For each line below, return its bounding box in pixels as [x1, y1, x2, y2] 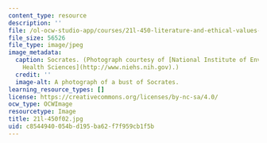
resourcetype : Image [8, 108, 77, 116]
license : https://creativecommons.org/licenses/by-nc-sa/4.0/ [8, 93, 219, 101]
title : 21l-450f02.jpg [8, 115, 83, 123]
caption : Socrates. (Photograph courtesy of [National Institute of [15, 56, 247, 64]
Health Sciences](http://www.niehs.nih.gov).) [22, 64, 180, 71]
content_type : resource [8, 11, 87, 20]
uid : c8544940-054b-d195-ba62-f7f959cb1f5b [8, 122, 155, 130]
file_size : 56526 [8, 33, 66, 42]
